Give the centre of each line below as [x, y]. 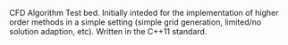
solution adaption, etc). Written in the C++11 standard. [108, 31]
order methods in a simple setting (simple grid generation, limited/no [136, 22]
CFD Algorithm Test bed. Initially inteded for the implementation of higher [144, 13]
